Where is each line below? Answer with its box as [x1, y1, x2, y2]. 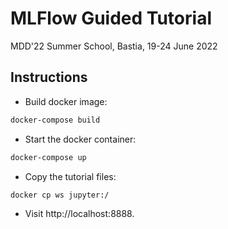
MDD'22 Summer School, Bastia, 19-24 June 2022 [10, 40, 218, 52]
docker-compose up [10, 152, 87, 162]
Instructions [10, 69, 88, 86]
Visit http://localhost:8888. [24, 208, 135, 220]
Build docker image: [24, 95, 108, 107]
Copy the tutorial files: [24, 170, 117, 182]
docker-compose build [10, 115, 101, 125]
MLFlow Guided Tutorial [10, 7, 212, 30]
